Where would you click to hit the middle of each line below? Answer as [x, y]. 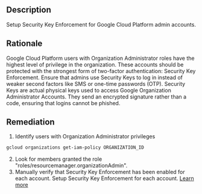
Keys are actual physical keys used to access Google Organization [89, 90]
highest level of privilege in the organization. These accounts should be [95, 64]
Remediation [31, 122]
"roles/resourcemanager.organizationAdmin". [71, 166]
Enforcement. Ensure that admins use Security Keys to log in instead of [94, 77]
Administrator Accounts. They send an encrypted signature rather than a [96, 97]
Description [29, 10]
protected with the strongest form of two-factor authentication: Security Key [101, 71]
